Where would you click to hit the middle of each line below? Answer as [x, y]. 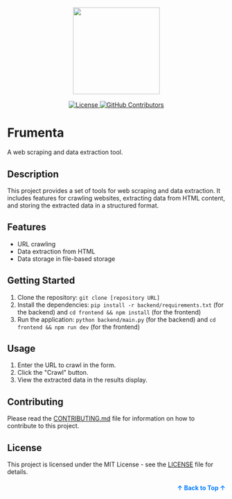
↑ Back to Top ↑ [201, 488]
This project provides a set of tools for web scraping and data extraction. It [114, 191]
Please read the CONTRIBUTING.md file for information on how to [101, 418]
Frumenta [36, 133]
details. [18, 472]
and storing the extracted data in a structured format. [83, 205]
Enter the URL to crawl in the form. [66, 365]
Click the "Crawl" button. [53, 373]
